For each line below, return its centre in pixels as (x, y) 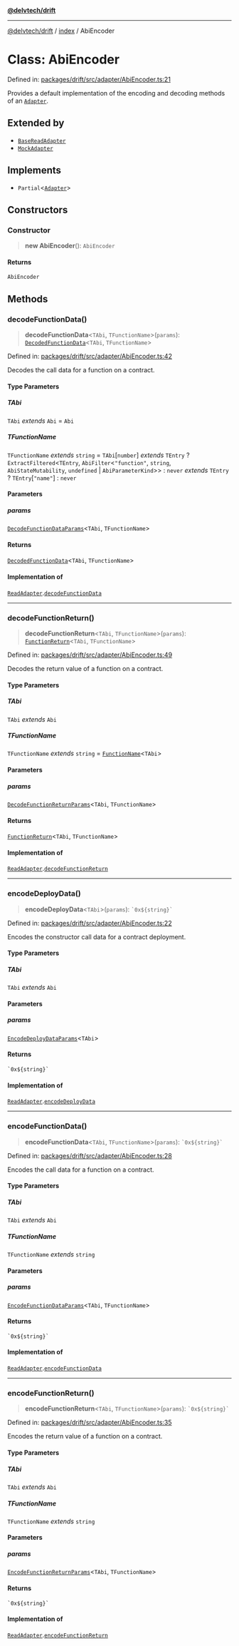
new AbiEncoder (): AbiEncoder (70, 246)
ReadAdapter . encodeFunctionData (54, 1368)
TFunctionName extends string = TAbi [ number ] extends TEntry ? (99, 455)
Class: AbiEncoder (63, 60)
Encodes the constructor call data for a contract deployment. (97, 936)
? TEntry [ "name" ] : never (42, 478)
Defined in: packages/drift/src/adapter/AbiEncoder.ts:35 (90, 1423)
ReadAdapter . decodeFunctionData (54, 593)
